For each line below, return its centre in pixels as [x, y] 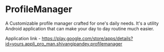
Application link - [23, 38]
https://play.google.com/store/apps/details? [87, 38]
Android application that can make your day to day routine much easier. [80, 28]
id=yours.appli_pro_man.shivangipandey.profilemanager [64, 43]
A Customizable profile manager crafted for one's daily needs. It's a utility [82, 23]
